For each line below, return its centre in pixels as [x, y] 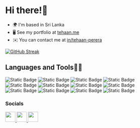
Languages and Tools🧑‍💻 [44, 68]
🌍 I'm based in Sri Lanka [38, 24]
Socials [14, 103]
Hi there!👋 [26, 10]
